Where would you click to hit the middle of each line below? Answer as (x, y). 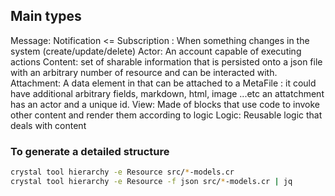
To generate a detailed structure (90, 151)
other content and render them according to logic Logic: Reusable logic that (166, 115)
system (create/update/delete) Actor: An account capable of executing (156, 51)
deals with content (48, 125)
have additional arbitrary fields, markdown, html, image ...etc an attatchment (167, 93)
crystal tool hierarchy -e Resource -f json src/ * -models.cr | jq (151, 181)
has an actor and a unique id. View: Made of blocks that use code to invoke (165, 104)
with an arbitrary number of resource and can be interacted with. (144, 72)
